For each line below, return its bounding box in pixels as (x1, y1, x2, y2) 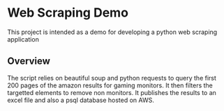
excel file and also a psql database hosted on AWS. (7, 96, 155, 104)
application (7, 35, 40, 43)
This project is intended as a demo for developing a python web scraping (7, 28, 218, 36)
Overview (7, 55, 51, 67)
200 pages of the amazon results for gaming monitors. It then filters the (7, 81, 213, 89)
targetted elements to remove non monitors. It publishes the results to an (7, 88, 216, 96)
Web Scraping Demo (7, 5, 129, 21)
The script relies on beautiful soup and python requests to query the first (7, 74, 216, 82)
